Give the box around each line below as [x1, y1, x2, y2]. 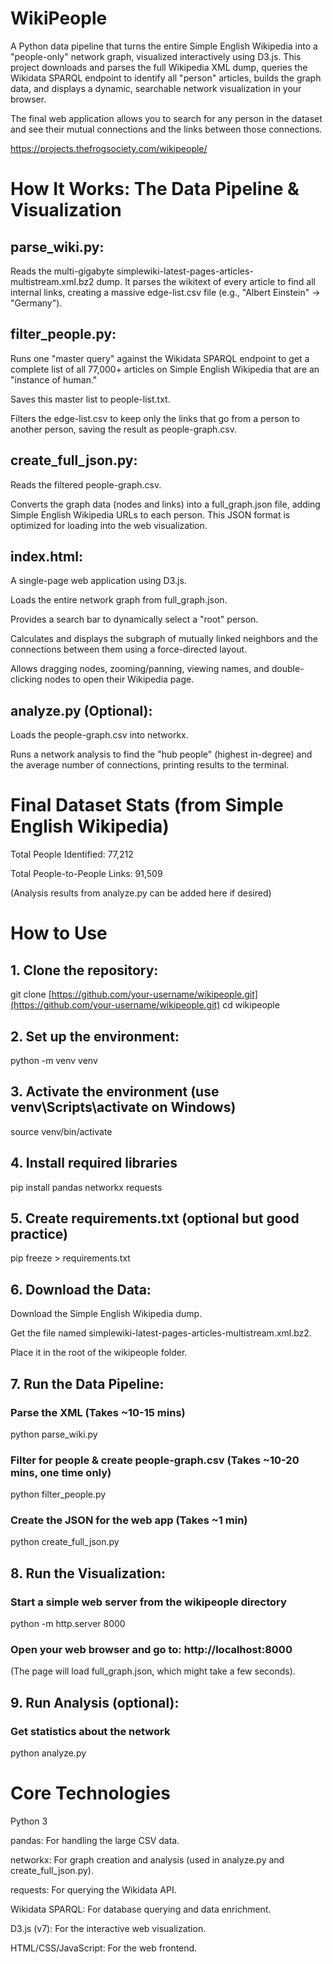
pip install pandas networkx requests [10, 1181, 163, 1193]
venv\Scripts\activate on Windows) [10, 1099, 237, 1116]
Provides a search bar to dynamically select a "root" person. [10, 613, 259, 626]
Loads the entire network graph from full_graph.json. [10, 594, 228, 606]
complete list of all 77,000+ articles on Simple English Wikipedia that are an [10, 363, 320, 375]
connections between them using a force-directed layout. [10, 643, 248, 656]
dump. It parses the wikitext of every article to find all [96, 275, 316, 287]
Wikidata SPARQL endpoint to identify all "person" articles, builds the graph [10, 72, 322, 84]
